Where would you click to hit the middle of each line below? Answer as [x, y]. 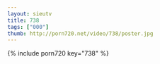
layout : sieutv [30, 14]
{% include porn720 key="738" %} [58, 53]
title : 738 [23, 20]
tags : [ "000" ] [28, 27]
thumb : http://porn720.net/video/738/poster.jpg [80, 33]
